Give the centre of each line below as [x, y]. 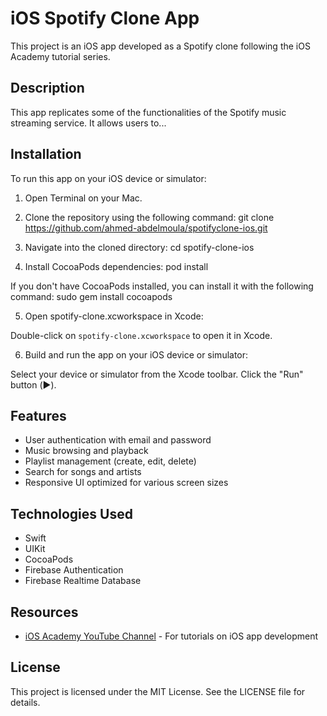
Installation [46, 154]
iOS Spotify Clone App [105, 18]
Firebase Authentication [74, 570]
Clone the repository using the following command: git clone [149, 217]
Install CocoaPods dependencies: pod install [116, 266]
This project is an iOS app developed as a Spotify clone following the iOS [160, 46]
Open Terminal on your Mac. [83, 198]
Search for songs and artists [83, 472]
